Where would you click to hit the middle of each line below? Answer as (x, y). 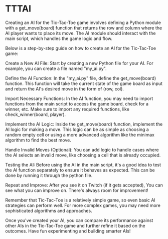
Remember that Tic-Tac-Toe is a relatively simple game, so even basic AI (80, 200)
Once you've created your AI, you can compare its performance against (79, 220)
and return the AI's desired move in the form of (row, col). (65, 88)
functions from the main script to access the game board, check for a (77, 103)
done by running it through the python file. (49, 175)
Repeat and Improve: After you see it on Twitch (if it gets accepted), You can (84, 185)
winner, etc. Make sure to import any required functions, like (67, 109)
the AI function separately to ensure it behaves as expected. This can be (80, 170)
